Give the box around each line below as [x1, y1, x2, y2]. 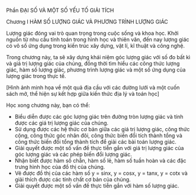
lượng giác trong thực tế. [6, 73, 66, 79]
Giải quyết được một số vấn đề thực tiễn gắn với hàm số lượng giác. [14, 182, 179, 189]
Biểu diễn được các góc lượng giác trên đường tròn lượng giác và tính [14, 113, 184, 120]
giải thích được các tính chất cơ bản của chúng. [14, 176, 131, 183]
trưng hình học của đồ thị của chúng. [14, 164, 105, 170]
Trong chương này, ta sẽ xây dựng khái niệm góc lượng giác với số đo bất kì [6, 54, 191, 60]
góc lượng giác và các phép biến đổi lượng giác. [14, 151, 132, 158]
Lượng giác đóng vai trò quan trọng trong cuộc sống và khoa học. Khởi [6, 30, 179, 37]
